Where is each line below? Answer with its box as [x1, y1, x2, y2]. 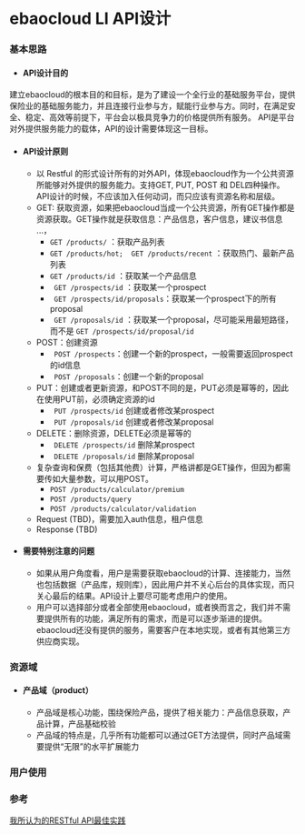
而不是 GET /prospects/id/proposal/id [49, 325, 194, 337]
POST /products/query [49, 495, 132, 504]
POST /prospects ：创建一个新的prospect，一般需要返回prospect [54, 347, 293, 359]
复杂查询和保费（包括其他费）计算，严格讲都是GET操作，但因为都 [35, 461, 283, 473]
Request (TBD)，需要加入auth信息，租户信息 [35, 513, 203, 524]
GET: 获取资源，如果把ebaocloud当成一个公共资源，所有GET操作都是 [35, 202, 295, 213]
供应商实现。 [35, 636, 84, 647]
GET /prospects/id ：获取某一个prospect [54, 281, 207, 292]
